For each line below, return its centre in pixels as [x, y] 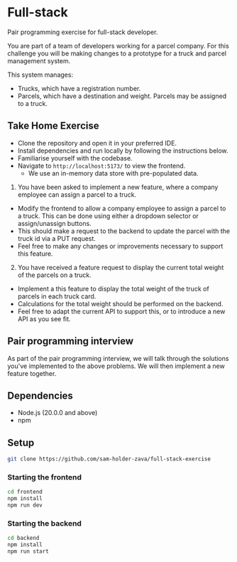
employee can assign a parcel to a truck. [77, 194]
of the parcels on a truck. [55, 275]
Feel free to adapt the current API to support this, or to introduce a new [121, 311]
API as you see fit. [44, 319]
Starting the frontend [44, 477]
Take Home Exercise [53, 126]
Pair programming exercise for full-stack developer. [83, 32]
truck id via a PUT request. [56, 238]
